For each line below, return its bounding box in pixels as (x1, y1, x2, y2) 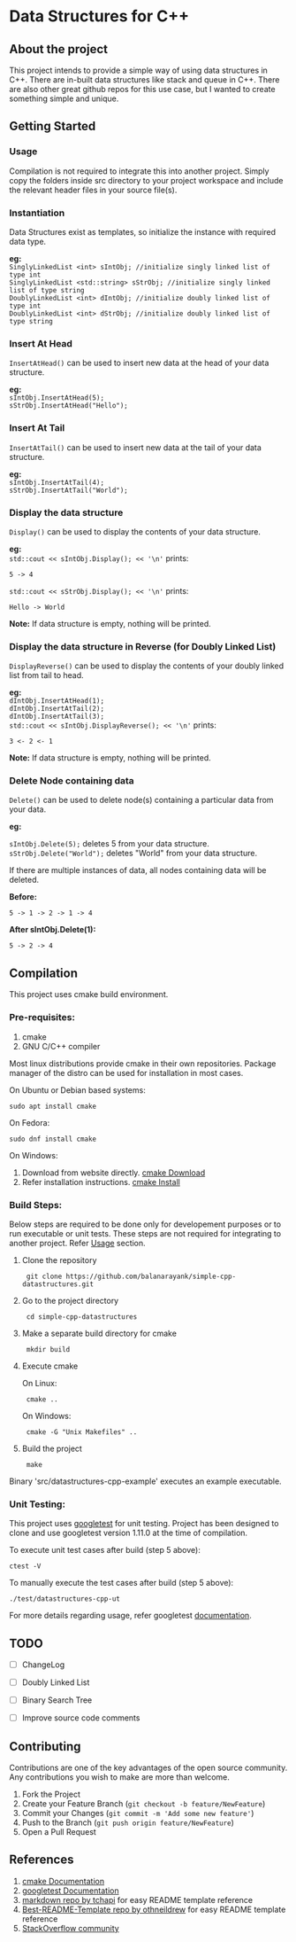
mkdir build (26, 1345, 71, 1353)
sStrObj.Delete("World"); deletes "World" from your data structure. (9, 848, 258, 859)
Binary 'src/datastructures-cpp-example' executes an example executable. (9, 1476, 282, 1486)
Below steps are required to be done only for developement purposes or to (9, 1219, 281, 1229)
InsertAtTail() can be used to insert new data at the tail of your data (9, 441, 262, 453)
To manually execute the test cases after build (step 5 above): (9, 1578, 234, 1588)
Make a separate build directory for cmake (21, 1328, 177, 1338)
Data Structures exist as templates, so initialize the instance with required (9, 226, 277, 237)
